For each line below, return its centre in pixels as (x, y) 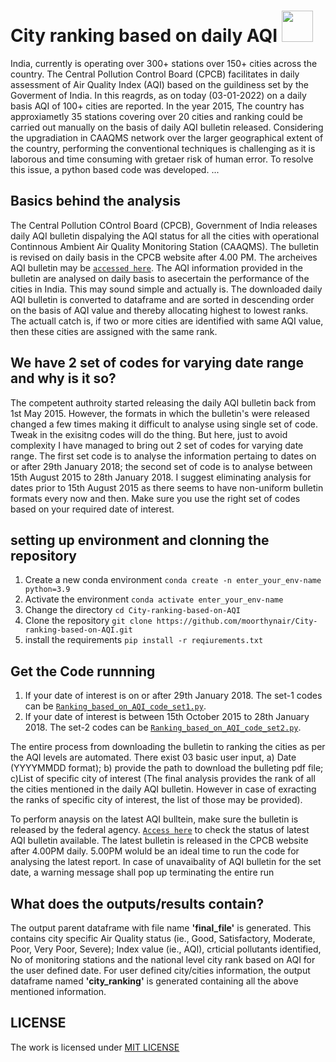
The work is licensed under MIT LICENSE (95, 1047)
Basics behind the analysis (95, 201)
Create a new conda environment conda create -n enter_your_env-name (173, 580)
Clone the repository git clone (88, 621)
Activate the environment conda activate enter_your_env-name (154, 599)
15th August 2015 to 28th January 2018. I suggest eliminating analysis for (161, 477)
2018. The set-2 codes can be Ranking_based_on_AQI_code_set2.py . (163, 727)
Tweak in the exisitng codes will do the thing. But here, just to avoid (149, 434)
